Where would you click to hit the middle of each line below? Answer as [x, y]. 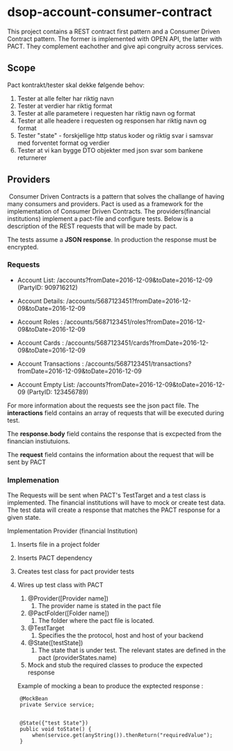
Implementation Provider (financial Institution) [72, 531]
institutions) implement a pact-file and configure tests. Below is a [100, 218]
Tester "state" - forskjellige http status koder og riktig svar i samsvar [115, 135]
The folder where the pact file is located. [96, 621]
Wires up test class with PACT [60, 585]
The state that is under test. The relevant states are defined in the [132, 650]
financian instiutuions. [39, 441]
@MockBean [34, 699]
